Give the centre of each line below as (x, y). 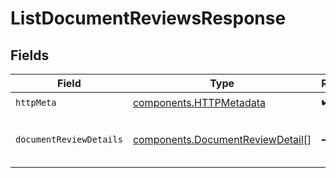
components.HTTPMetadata (199, 102)
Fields (30, 55)
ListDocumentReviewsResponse (148, 18)
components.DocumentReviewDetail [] (222, 139)
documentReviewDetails (69, 139)
